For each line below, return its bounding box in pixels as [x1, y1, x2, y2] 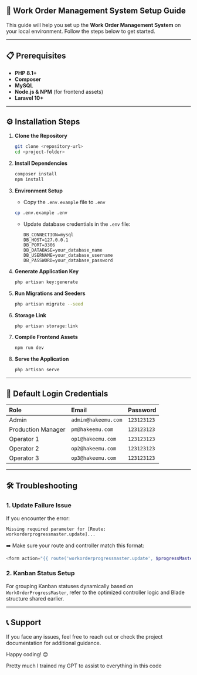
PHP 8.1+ [14, 69, 37, 76]
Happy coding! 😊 [6, 650, 49, 657]
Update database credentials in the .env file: [23, 221, 131, 228]
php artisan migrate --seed [14, 301, 83, 307]
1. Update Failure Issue [6, 501, 72, 510]
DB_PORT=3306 [23, 242, 56, 248]
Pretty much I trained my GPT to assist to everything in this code [6, 662, 162, 669]
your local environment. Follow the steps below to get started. [6, 28, 155, 35]
